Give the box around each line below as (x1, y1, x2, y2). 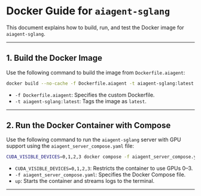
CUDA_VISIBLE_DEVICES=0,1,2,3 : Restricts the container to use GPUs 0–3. (14, 165, 193, 172)
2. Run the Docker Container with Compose (6, 120, 171, 130)
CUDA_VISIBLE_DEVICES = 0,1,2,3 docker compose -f (6, 154, 130, 160)
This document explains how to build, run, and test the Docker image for (6, 24, 184, 31)
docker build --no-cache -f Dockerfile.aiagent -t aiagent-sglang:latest (6, 80, 194, 86)
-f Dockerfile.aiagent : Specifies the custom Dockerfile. (14, 91, 155, 98)
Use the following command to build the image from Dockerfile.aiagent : (6, 69, 185, 76)
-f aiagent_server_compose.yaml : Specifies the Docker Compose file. (14, 171, 186, 178)
